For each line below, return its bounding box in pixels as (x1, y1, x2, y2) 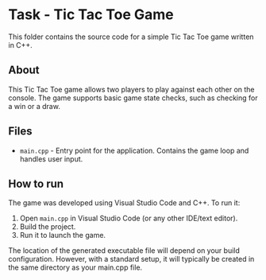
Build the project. (19, 222, 76, 231)
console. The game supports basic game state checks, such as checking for (8, 93, 258, 103)
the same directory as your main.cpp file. (8, 262, 143, 272)
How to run (8, 177, 64, 190)
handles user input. (19, 154, 83, 164)
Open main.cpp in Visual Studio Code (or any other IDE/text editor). (19, 213, 238, 224)
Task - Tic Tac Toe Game (8, 6, 175, 24)
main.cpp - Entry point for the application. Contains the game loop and (19, 146, 249, 155)
